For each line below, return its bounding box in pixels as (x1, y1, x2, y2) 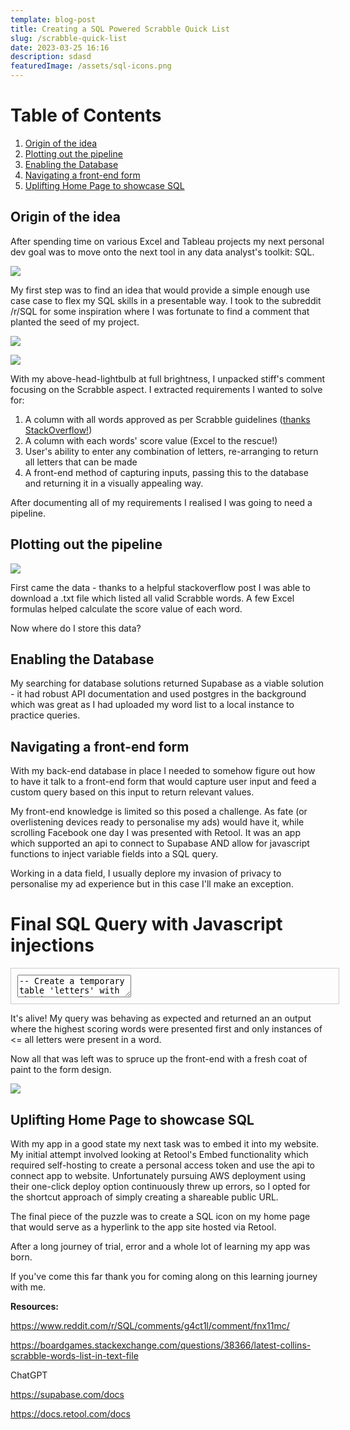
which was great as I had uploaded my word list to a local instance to (10, 699, 295, 711)
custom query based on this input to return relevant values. (10, 786, 255, 798)
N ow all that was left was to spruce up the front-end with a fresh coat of (10, 1053, 308, 1065)
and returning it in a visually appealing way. (24, 477, 204, 489)
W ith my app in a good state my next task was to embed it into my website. (10, 1137, 320, 1150)
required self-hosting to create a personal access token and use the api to (10, 1159, 315, 1171)
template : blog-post (10, 14, 97, 25)
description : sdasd (10, 52, 92, 62)
